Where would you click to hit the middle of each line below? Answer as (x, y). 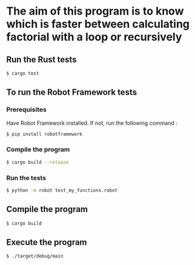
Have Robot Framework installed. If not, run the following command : (92, 123)
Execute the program (47, 242)
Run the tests (26, 177)
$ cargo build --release (38, 162)
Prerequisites (26, 109)
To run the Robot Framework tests (72, 92)
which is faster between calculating (98, 24)
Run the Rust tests (41, 59)
